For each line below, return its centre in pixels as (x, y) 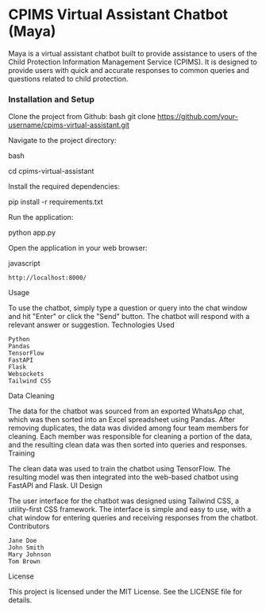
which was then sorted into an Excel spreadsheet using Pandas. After (122, 420)
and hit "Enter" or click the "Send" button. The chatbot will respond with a (129, 317)
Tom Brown (25, 562)
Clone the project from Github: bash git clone (82, 117)
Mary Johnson (30, 555)
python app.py (32, 232)
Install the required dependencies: (64, 186)
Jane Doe (23, 541)
